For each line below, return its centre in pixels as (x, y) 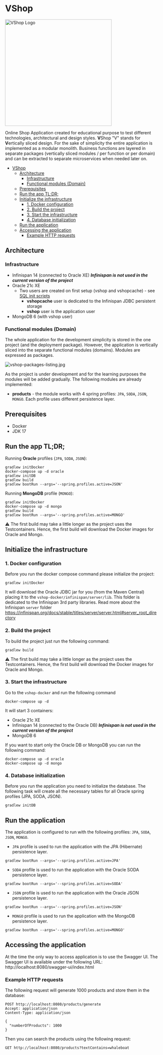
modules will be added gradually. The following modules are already (73, 379)
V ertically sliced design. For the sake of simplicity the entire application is (79, 143)
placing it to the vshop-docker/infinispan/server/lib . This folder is (72, 597)
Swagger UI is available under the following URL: (54, 962)
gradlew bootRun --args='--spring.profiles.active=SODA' (64, 884)
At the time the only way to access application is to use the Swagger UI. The (81, 957)
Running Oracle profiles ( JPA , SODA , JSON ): (46, 458)
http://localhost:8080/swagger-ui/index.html (50, 967)
